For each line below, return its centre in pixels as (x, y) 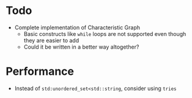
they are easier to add (51, 40)
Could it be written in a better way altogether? (81, 47)
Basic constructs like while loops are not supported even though (105, 33)
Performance (40, 72)
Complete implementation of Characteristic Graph (77, 27)
